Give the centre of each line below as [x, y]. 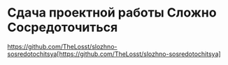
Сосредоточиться [63, 27]
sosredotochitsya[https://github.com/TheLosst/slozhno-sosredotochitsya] [114, 54]
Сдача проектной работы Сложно [112, 13]
